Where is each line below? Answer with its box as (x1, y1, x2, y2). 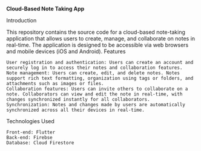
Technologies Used (6, 118, 54, 124)
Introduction (6, 17, 37, 24)
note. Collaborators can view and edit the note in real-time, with (6, 91, 183, 97)
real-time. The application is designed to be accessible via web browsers (6, 42, 189, 48)
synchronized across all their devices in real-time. (6, 107, 145, 113)
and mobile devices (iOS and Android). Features (6, 48, 126, 55)
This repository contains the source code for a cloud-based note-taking (6, 28, 186, 36)
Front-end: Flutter (6, 129, 56, 135)
